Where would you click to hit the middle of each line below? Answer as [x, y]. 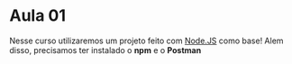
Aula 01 [37, 16]
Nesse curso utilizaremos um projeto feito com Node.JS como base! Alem [146, 41]
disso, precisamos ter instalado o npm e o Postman [105, 50]
